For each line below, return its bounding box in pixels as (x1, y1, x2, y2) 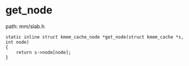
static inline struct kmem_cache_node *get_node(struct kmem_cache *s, (5, 34, 184, 40)
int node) (5, 39, 30, 45)
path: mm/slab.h (5, 23, 45, 30)
